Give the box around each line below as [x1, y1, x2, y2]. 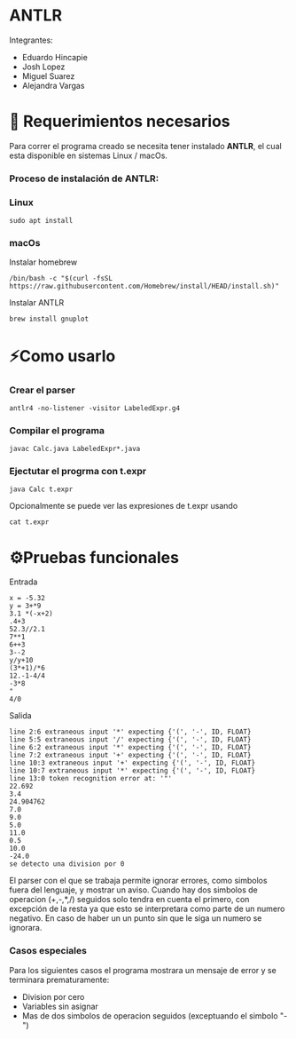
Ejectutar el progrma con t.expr [9, 465, 147, 478]
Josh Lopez [21, 61, 66, 72]
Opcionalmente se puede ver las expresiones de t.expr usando [9, 501, 238, 512]
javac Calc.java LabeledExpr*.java [9, 445, 141, 454]
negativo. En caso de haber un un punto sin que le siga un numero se [9, 913, 262, 924]
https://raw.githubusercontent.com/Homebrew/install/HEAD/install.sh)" [9, 282, 279, 291]
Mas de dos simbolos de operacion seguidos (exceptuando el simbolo [21, 1010, 278, 1021]
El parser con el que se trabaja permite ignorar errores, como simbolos [9, 876, 268, 886]
